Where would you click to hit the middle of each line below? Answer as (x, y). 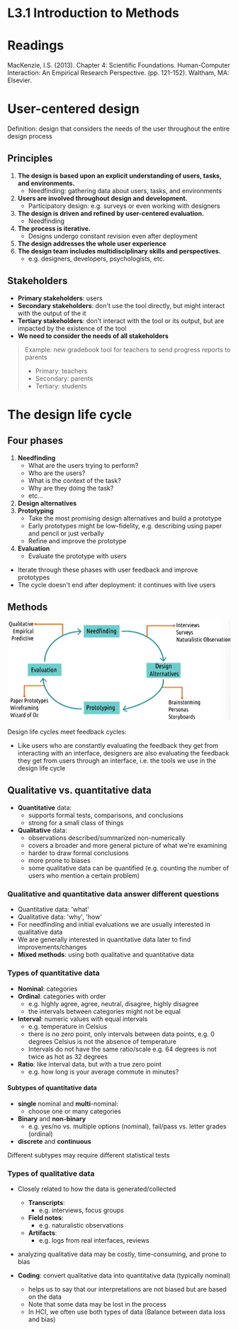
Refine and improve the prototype (77, 540)
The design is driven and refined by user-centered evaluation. (110, 213)
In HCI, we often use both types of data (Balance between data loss (127, 1312)
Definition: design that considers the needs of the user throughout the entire (119, 129)
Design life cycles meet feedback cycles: (67, 732)
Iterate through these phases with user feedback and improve (108, 569)
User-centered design (73, 109)
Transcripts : (46, 1203)
